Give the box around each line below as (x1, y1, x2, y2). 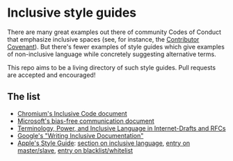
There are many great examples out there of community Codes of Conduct (7, 28, 221, 36)
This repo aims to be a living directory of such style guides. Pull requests (7, 63, 216, 71)
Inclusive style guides (7, 5, 137, 21)
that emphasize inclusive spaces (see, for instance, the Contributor (7, 35, 200, 43)
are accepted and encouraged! (7, 71, 96, 79)
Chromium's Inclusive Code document (17, 109, 127, 117)
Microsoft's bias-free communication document (17, 117, 154, 125)
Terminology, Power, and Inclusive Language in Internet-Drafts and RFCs (17, 124, 226, 133)
